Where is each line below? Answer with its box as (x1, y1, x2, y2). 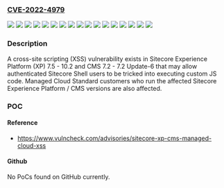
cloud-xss (17, 141, 46, 150)
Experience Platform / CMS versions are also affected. (7, 84, 162, 92)
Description (7, 39, 48, 49)
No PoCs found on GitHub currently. (7, 172, 110, 181)
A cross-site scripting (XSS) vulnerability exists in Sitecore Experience (7, 54, 208, 63)
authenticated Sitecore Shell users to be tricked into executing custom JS (7, 69, 217, 78)
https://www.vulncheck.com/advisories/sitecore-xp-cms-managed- (17, 134, 212, 142)
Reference (7, 119, 38, 127)
